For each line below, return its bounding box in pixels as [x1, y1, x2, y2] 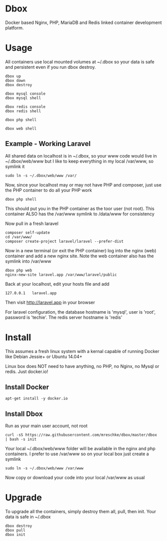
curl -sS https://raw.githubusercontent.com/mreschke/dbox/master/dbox [5, 432, 157, 438]
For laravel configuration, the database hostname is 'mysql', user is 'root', [5, 309, 156, 315]
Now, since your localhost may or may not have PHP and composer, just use [5, 181, 162, 187]
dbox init [5, 532, 26, 538]
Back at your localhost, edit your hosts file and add [5, 281, 110, 287]
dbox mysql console [5, 91, 46, 96]
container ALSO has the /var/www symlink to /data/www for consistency [5, 210, 155, 217]
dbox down [5, 78, 26, 83]
